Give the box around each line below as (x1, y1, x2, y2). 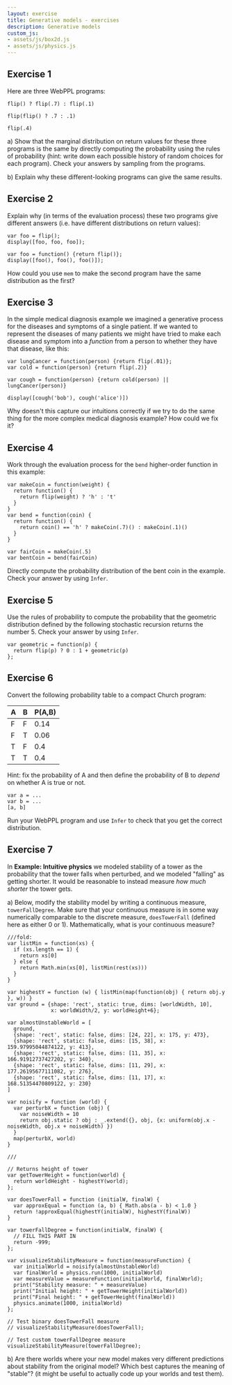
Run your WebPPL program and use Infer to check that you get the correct (7, 816, 222, 825)
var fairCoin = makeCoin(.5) (7, 549, 92, 556)
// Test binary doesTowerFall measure (7, 1318, 119, 1325)
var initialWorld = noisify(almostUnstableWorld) (13, 1263, 160, 1270)
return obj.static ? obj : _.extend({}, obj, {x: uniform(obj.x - (19, 1117, 216, 1124)
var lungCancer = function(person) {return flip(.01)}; (7, 358, 172, 365)
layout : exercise (7, 10, 58, 17)
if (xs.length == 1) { (13, 946, 79, 953)
